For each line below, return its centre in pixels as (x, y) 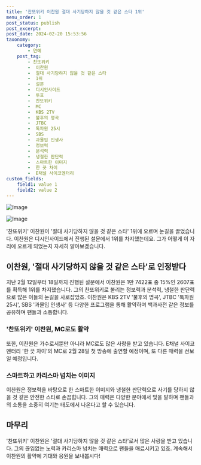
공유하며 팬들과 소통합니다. (37, 312)
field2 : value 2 (37, 190)
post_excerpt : (24, 28)
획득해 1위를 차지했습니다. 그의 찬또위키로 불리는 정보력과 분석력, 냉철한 (96, 290)
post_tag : (29, 56)
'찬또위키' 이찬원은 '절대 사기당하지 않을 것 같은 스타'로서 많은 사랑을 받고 (92, 440)
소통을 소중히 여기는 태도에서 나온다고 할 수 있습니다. (74, 404)
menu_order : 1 (24, 17)
